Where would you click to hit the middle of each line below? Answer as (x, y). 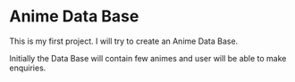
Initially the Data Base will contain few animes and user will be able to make (148, 58)
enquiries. (28, 68)
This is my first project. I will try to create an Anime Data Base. (124, 41)
